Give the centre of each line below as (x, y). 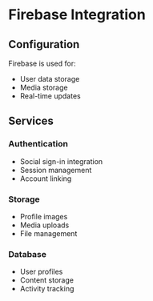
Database (27, 254)
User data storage (50, 79)
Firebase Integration (77, 15)
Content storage (47, 280)
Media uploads (44, 225)
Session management (56, 170)
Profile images (44, 216)
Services (31, 121)
